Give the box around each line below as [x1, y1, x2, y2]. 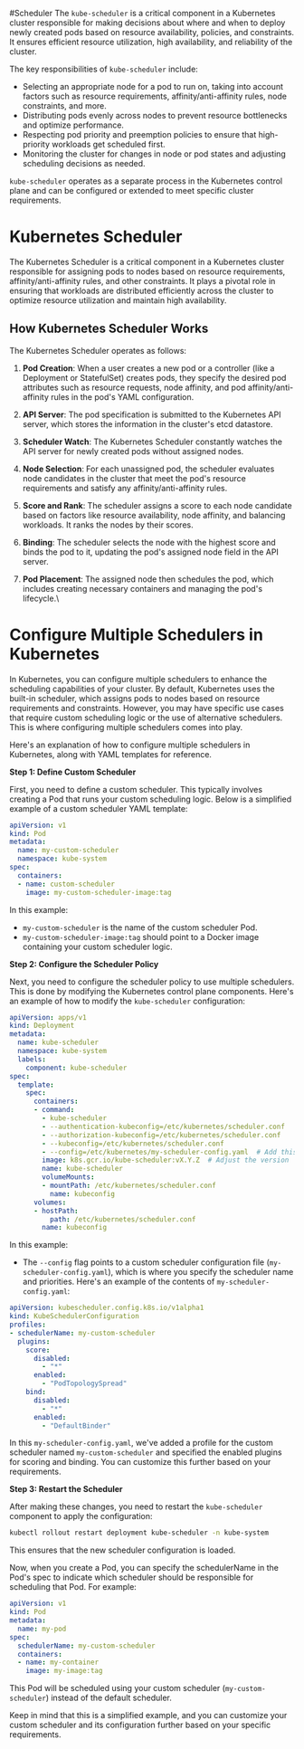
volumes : [33, 1198, 67, 1207]
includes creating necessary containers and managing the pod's [22, 583, 263, 594]
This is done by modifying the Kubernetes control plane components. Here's [9, 985, 294, 996]
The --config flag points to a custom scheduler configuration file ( [22, 1257, 270, 1268]
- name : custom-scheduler [17, 879, 116, 889]
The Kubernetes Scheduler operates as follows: [9, 345, 187, 356]
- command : [33, 1106, 75, 1115]
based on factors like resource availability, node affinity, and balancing [22, 509, 286, 520]
